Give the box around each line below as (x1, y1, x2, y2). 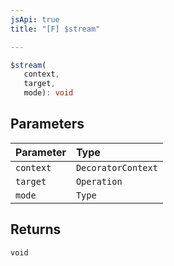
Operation (75, 176, 123, 187)
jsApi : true (10, 14, 60, 25)
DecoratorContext (75, 162, 158, 173)
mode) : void (23, 88, 74, 98)
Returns (10, 221, 62, 238)
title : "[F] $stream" (10, 24, 101, 34)
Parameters (10, 116, 85, 133)
